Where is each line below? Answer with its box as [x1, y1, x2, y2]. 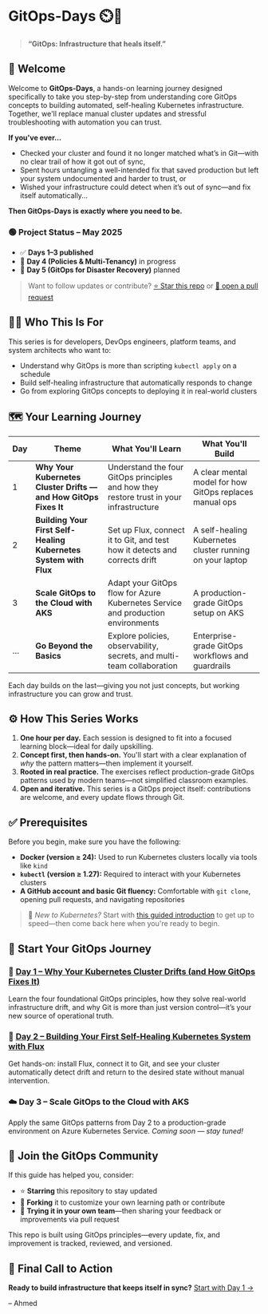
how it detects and [107, 544, 177, 556]
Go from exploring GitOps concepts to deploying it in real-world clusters [19, 386, 258, 396]
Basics [35, 650, 61, 661]
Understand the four [107, 461, 184, 473]
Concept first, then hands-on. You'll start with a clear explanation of [19, 750, 247, 760]
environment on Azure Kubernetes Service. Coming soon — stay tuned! [8, 1126, 243, 1135]
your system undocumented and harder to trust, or [19, 173, 187, 183]
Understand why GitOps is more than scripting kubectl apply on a [19, 361, 237, 370]
